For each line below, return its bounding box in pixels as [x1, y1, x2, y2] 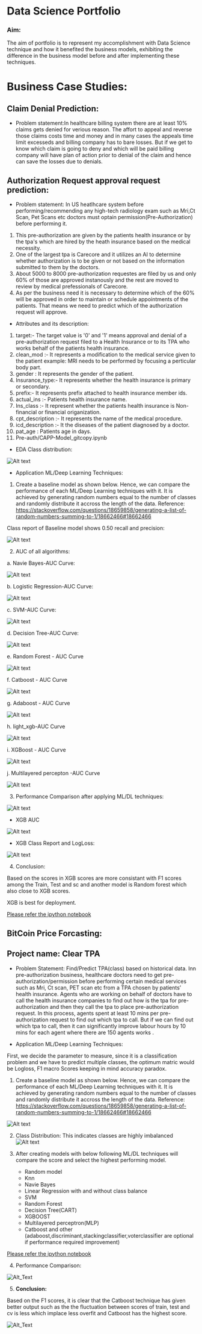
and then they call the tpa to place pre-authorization [49, 1003, 179, 1010]
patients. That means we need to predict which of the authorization [15, 302, 182, 310]
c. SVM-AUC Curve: [7, 606, 57, 614]
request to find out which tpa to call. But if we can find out [49, 1016, 194, 1023]
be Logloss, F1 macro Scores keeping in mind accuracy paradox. [7, 1065, 167, 1072]
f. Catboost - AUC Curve [7, 676, 68, 684]
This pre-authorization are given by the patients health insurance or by [15, 232, 191, 239]
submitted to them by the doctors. [15, 264, 100, 271]
